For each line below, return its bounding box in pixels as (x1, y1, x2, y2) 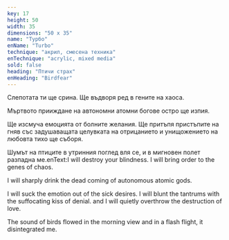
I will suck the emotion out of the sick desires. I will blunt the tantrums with (7, 190, 220, 198)
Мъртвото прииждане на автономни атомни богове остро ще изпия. (7, 107, 210, 115)
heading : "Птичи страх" (7, 68, 76, 75)
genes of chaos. (7, 163, 53, 172)
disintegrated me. (7, 225, 57, 234)
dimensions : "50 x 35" (7, 29, 73, 37)
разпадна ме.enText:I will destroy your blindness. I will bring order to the (7, 156, 215, 164)
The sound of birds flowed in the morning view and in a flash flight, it (7, 218, 203, 226)
